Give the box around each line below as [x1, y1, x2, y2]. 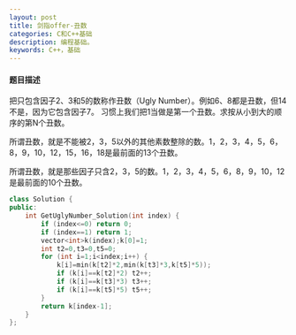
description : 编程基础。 [9, 37, 95, 47]
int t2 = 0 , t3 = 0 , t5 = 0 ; [41, 244, 117, 253]
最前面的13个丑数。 [111, 148, 183, 158]
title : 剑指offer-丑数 [9, 21, 87, 30]
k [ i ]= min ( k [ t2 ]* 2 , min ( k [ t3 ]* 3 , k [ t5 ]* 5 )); [56, 261, 212, 270]
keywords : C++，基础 [9, 46, 81, 55]
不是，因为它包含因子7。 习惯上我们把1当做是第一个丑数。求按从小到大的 [9, 107, 275, 118]
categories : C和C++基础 [9, 29, 93, 38]
